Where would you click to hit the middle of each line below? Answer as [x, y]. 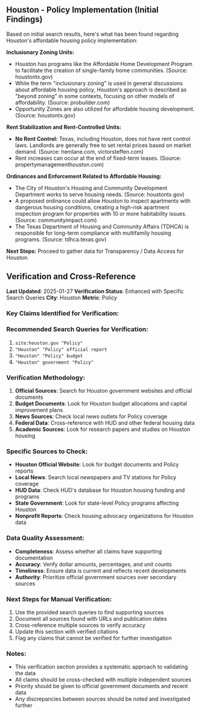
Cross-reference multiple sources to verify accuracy [80, 625]
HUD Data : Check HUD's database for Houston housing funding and [100, 490]
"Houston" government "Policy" [54, 362]
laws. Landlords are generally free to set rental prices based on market [103, 145]
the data [25, 673]
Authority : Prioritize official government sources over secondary [96, 577]
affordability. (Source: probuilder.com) [62, 102]
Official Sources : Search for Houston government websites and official [103, 391]
